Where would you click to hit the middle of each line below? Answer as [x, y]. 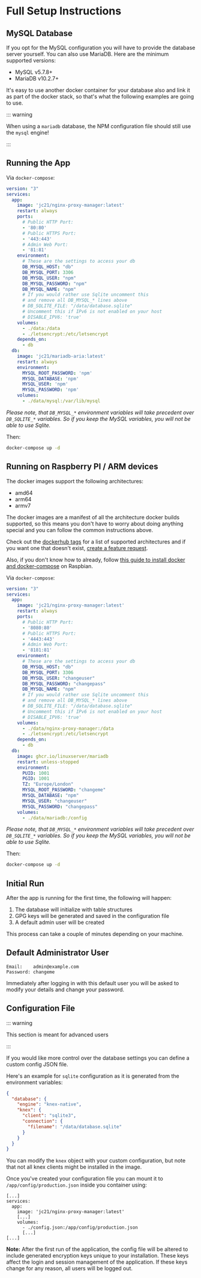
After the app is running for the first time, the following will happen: [89, 898]
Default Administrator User [58, 953]
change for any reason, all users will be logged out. [70, 1268]
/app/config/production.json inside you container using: [76, 1185]
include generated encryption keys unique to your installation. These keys [97, 1256]
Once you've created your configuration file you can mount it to [85, 1179]
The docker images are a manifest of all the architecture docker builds [93, 517]
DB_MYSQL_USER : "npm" [49, 278]
